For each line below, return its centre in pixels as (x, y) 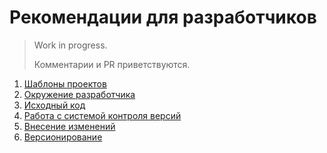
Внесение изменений (69, 126)
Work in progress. (70, 45)
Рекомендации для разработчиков (163, 17)
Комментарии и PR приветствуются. (112, 64)
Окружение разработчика (79, 94)
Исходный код (54, 105)
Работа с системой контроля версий (102, 115)
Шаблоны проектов (65, 83)
